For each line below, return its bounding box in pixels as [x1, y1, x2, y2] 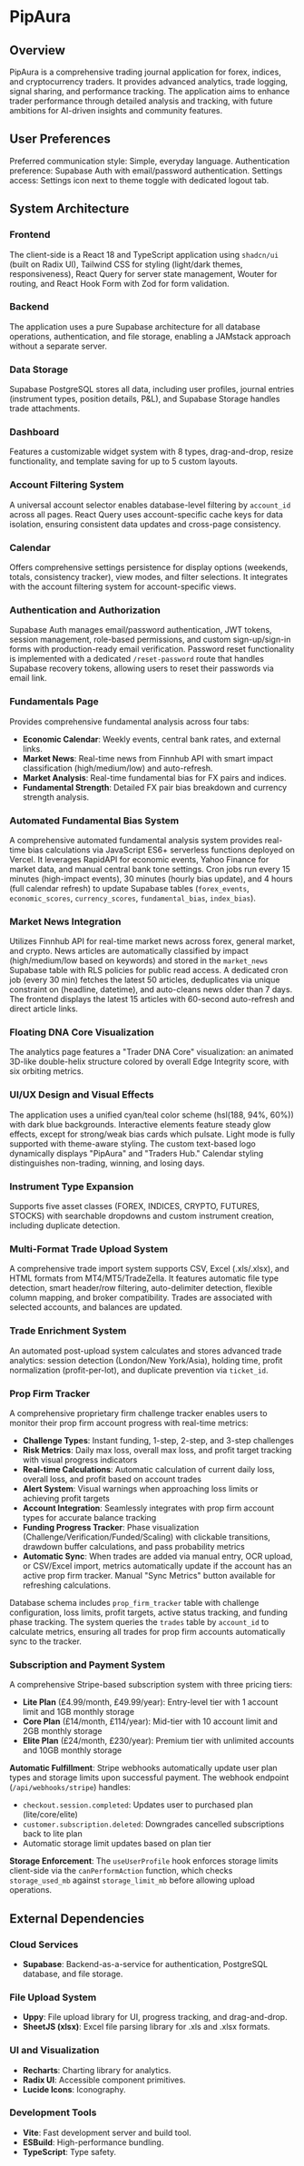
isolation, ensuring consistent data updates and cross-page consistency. [9, 518, 281, 529]
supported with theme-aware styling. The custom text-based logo [9, 1137, 256, 1149]
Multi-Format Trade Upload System [9, 1242, 169, 1255]
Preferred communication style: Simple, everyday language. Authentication [9, 155, 290, 166]
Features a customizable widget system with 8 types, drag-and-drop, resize [9, 447, 294, 458]
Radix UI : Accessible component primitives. [22, 2074, 186, 2085]
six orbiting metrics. [9, 1066, 84, 1077]
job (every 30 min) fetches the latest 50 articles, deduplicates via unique [9, 974, 280, 986]
